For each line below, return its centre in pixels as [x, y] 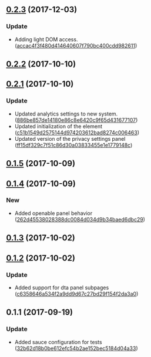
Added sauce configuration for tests [58, 342]
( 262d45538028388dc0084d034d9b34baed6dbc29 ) [80, 219]
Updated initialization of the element [58, 126]
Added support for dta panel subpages [62, 287]
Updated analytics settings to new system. [66, 114]
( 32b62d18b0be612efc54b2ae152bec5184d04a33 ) [76, 348]
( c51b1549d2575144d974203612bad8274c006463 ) [77, 133]
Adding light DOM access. [46, 39]
